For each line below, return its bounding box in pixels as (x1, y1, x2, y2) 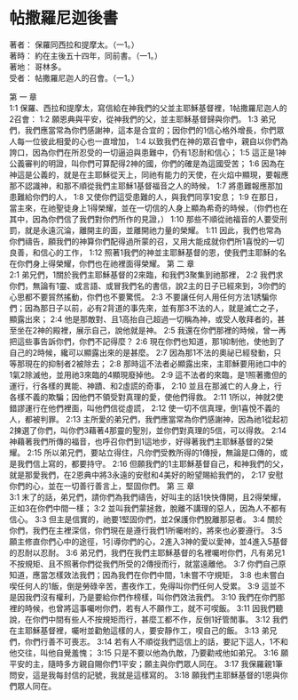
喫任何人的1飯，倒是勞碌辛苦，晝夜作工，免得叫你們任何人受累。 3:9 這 (9, 580, 270, 591)
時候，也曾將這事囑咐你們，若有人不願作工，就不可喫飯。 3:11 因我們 (24, 602, 276, 614)
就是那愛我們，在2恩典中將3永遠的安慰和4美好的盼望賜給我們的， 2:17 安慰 (9, 469, 284, 480)
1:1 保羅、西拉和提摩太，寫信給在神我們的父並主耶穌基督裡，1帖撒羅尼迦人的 (9, 102, 288, 113)
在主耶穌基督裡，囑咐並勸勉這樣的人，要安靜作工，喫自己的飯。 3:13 (9, 624, 260, 636)
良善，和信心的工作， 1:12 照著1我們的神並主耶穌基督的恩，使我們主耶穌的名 (9, 246, 286, 258)
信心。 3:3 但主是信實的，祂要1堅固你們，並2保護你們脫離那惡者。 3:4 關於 (9, 513, 284, 525)
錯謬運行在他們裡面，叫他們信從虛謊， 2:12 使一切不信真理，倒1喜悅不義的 (9, 402, 281, 414)
